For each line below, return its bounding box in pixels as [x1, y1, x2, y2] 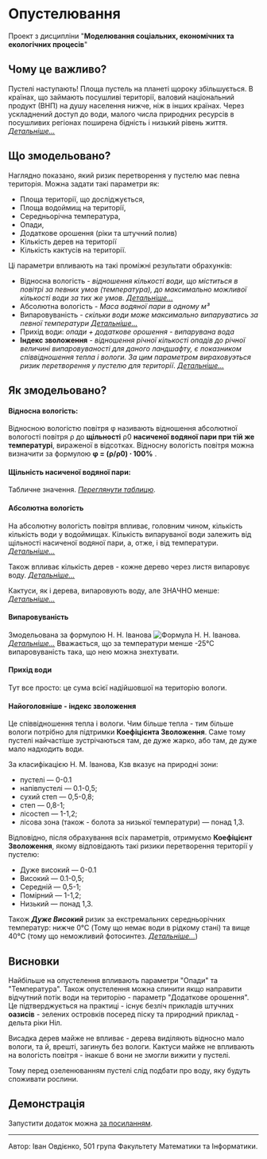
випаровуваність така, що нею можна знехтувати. [8, 647, 180, 656]
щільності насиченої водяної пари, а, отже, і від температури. [8, 538, 219, 547]
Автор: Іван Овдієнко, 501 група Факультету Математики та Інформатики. [8, 1141, 258, 1151]
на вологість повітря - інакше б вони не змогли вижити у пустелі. [8, 1050, 230, 1059]
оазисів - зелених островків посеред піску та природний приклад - [8, 1009, 239, 1019]
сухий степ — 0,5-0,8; [19, 792, 95, 801]
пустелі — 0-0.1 [19, 775, 72, 785]
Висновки [8, 954, 60, 968]
